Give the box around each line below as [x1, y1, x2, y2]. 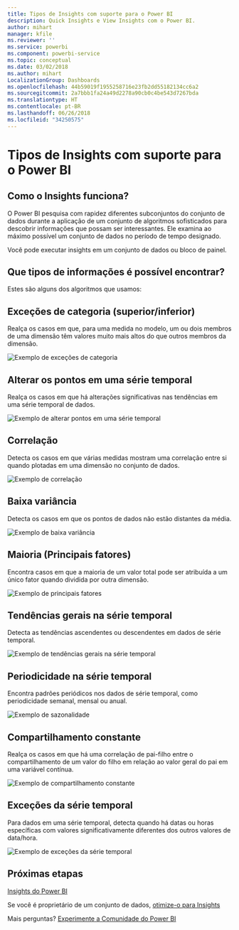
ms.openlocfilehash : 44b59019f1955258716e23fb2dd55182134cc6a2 [7, 83, 199, 90]
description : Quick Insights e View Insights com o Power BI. [7, 17, 196, 24]
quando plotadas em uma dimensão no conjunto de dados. [7, 461, 180, 469]
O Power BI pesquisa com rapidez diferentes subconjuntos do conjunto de [7, 209, 225, 218]
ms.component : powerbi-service [7, 50, 100, 58]
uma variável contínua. [7, 765, 74, 774]
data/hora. [7, 833, 38, 842]
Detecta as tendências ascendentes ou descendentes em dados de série [7, 629, 221, 637]
